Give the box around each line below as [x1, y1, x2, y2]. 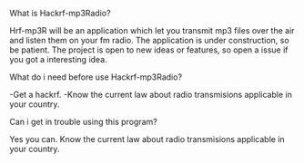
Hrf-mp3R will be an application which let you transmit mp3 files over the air [9, 25, 295, 35]
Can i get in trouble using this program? [9, 117, 157, 127]
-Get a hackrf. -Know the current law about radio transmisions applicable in [9, 90, 293, 100]
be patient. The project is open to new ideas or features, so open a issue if [9, 44, 289, 55]
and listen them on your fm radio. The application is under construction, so [9, 35, 289, 45]
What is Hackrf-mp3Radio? [9, 8, 111, 18]
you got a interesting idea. [9, 54, 107, 64]
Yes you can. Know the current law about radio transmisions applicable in [9, 134, 285, 144]
